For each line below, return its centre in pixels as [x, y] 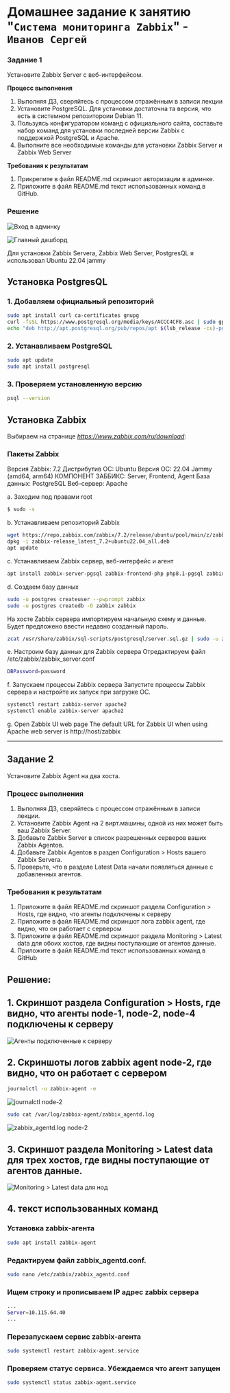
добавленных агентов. [50, 874]
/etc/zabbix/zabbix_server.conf [51, 659]
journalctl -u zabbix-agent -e [52, 1089]
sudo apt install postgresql [49, 367]
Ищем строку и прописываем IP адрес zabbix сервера [103, 1292]
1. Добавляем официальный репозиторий [81, 301]
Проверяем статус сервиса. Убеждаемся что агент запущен [114, 1368]
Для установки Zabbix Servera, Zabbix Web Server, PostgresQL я [100, 253]
